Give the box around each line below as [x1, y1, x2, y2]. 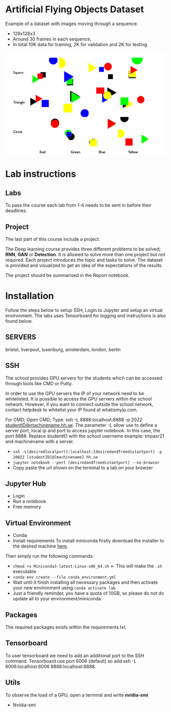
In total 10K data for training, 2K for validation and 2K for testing [12, 41, 147, 47]
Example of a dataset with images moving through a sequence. [5, 20, 138, 27]
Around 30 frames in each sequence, [12, 36, 92, 42]
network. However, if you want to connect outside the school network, [5, 401, 154, 407]
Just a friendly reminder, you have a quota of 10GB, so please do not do [12, 590, 164, 596]
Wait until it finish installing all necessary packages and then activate [12, 579, 158, 585]
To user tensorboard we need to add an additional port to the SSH [5, 652, 144, 659]
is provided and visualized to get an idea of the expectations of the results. [5, 262, 163, 268]
